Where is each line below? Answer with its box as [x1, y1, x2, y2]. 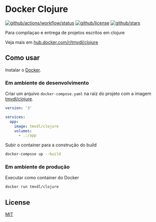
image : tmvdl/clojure [14, 123, 59, 129]
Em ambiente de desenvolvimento [5, 79, 89, 86]
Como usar [5, 54, 40, 62]
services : [5, 114, 26, 119]
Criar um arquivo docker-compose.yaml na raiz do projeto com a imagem [5, 91, 152, 97]
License [5, 198, 30, 207]
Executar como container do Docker [5, 175, 79, 181]
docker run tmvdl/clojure [5, 184, 59, 190]
